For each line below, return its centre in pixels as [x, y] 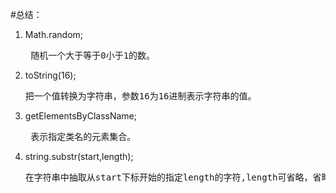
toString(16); [50, 75]
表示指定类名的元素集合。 [83, 136]
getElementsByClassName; [80, 116]
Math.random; [54, 34]
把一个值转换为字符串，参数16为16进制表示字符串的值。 [140, 96]
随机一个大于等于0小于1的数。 [93, 55]
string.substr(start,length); [79, 156]
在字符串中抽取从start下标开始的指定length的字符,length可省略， [168, 177]
